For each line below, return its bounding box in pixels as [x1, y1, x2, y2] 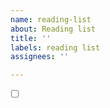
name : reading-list [10, 14, 92, 25]
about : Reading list [10, 24, 97, 34]
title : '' [10, 33, 52, 43]
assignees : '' [10, 52, 70, 62]
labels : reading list [10, 42, 101, 53]
